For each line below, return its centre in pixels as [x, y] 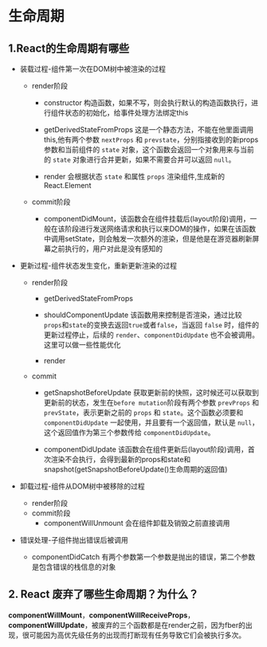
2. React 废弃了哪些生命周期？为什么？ [104, 594]
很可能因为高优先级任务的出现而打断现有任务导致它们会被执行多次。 [133, 635]
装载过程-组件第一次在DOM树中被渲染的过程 [92, 69]
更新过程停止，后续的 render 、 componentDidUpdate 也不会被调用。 [151, 335]
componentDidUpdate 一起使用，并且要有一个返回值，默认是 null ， [151, 422]
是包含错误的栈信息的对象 [74, 567]
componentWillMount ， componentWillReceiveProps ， [102, 615]
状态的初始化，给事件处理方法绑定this [127, 113]
